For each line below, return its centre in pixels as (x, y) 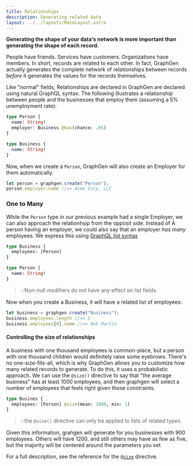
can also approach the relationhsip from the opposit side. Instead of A (91, 223)
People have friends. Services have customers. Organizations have (87, 57)
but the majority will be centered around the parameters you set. (84, 445)
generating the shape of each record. (53, 45)
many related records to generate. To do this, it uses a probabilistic (87, 369)
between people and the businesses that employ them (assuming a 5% (92, 100)
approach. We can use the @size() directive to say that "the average (89, 375)
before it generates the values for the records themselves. (76, 76)
